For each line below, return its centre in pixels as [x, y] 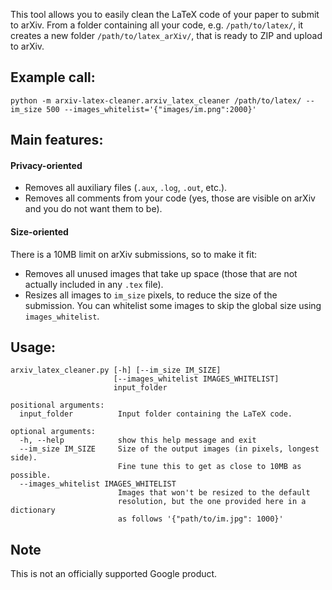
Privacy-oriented [46, 165]
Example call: [53, 77]
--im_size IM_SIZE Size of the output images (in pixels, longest [169, 449]
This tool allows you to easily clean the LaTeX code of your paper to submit [165, 14]
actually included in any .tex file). [94, 284]
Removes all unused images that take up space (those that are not [161, 273]
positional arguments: [57, 405]
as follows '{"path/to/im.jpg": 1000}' [200, 519]
